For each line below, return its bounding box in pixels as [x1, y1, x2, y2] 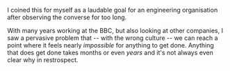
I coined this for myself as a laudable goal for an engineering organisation [7, 6, 218, 14]
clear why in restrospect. [7, 56, 79, 64]
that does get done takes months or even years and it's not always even [7, 48, 213, 57]
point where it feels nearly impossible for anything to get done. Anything [7, 41, 214, 49]
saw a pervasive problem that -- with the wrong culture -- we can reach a [7, 34, 218, 42]
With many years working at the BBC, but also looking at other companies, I [7, 27, 224, 34]
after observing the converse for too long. [7, 13, 127, 21]
